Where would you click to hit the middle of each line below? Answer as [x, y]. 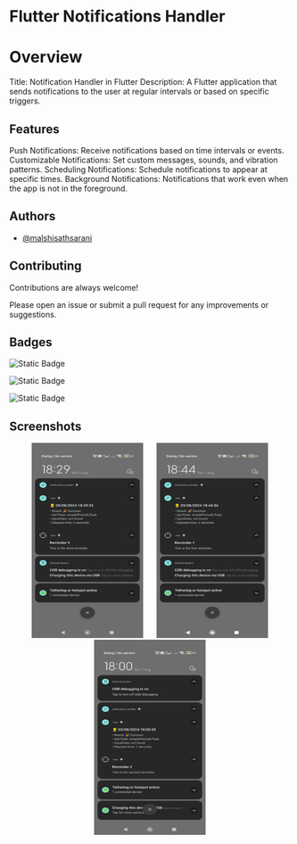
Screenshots [45, 426]
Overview [46, 58]
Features [34, 129]
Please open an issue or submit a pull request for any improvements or [139, 304]
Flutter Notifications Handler [117, 17]
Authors [33, 216]
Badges [31, 342]
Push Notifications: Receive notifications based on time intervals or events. [147, 150]
